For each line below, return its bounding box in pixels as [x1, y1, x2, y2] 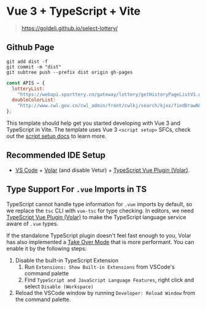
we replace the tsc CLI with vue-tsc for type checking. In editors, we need [6, 207, 194, 214]
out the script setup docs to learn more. [6, 133, 107, 140]
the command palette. [15, 296, 71, 303]
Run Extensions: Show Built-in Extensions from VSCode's [24, 263, 175, 270]
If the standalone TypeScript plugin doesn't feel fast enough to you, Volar [6, 231, 192, 239]
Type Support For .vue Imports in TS [6, 184, 147, 195]
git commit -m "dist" [6, 64, 62, 70]
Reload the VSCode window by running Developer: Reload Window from [15, 289, 196, 296]
